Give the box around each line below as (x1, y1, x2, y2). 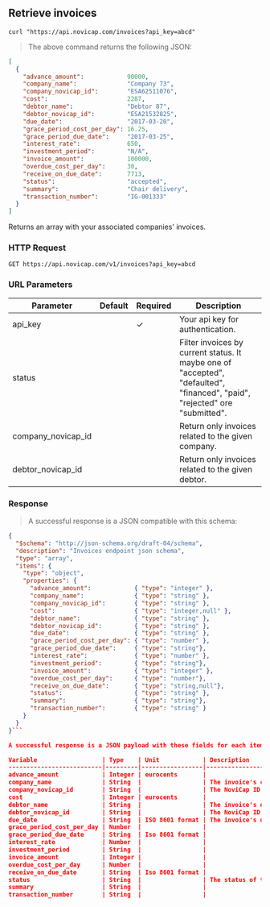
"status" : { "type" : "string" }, (29, 689, 211, 697)
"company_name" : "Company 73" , (22, 80, 174, 88)
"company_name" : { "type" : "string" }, (29, 592, 211, 600)
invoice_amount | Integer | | (8, 853, 207, 861)
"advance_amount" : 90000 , (22, 73, 149, 81)
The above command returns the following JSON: (27, 42, 193, 52)
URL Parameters (8, 279, 73, 290)
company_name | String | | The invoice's (8, 778, 257, 787)
